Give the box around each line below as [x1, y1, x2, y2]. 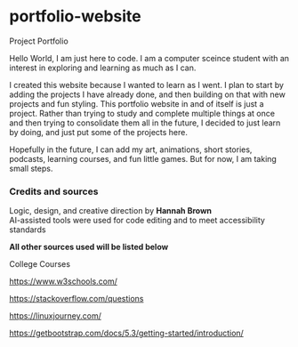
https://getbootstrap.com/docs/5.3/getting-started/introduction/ [9, 327, 245, 339]
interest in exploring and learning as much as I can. [9, 62, 197, 73]
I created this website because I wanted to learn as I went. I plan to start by [9, 79, 285, 90]
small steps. [9, 163, 53, 173]
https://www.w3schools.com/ [9, 276, 117, 286]
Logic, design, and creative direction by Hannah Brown [9, 206, 212, 216]
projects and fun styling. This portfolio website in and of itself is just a [9, 98, 264, 109]
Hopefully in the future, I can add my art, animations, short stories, [9, 144, 253, 155]
